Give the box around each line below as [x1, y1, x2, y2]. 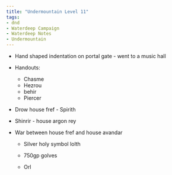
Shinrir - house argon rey [14, 117, 77, 125]
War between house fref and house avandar [14, 129, 123, 136]
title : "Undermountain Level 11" [6, 8, 89, 15]
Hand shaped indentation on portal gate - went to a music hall [14, 53, 166, 59]
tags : [6, 14, 20, 20]
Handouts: [14, 64, 40, 71]
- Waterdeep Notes [6, 31, 52, 37]
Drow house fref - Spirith [14, 106, 76, 113]
